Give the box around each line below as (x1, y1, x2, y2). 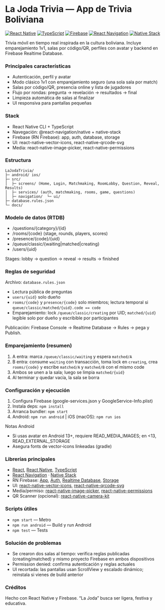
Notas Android (5, 423, 34, 429)
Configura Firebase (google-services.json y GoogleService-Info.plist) (12, 398, 153, 404)
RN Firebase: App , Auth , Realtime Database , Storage (12, 477, 119, 483)
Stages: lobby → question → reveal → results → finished (5, 256, 119, 262)
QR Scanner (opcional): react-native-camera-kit (12, 493, 110, 499)
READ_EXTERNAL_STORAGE (12, 438, 70, 444)
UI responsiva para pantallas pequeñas (12, 100, 92, 106)
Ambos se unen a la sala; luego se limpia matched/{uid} (12, 369, 125, 375)
